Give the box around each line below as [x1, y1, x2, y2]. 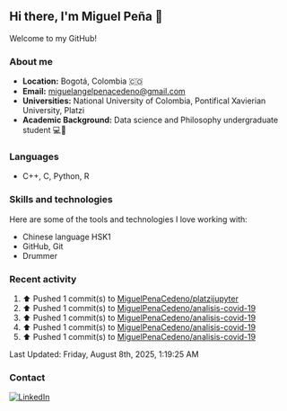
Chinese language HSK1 [22, 231, 112, 242]
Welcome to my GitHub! [9, 32, 97, 43]
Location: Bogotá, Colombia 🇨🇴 [22, 76, 143, 86]
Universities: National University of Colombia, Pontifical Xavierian [22, 95, 266, 106]
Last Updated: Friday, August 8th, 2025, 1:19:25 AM [9, 349, 199, 360]
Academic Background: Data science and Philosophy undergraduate [22, 114, 279, 126]
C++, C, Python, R [22, 171, 90, 182]
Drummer [22, 250, 58, 261]
